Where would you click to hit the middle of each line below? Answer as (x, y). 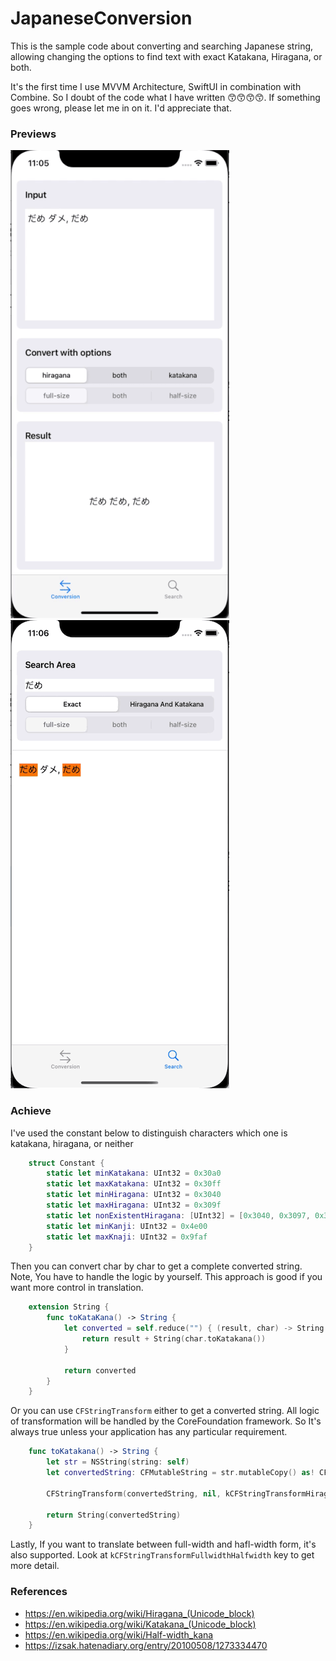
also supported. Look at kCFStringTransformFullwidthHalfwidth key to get (162, 1555)
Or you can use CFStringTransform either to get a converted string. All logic (165, 1411)
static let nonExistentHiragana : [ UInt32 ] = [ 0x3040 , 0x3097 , (178, 1215)
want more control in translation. (77, 1288)
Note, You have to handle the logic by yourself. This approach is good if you (166, 1277)
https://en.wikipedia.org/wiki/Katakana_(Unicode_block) (140, 1624)
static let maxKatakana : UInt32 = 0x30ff (134, 1184)
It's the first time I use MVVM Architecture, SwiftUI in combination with (156, 86)
